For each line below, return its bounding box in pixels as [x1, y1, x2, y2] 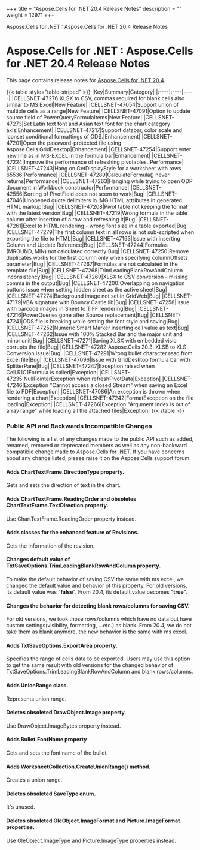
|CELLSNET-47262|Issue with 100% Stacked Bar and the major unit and [6, 330, 183, 338]
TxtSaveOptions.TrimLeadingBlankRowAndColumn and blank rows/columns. [6, 668, 193, 675]
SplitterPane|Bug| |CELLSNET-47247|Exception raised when [6, 362, 155, 370]
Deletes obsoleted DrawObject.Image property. [6, 709, 127, 716]
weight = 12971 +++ [6, 11, 55, 19]
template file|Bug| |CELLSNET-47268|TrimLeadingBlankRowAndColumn [6, 266, 183, 274]
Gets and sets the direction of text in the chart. [6, 482, 121, 489]
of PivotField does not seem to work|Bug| [43, 190, 145, 197]
